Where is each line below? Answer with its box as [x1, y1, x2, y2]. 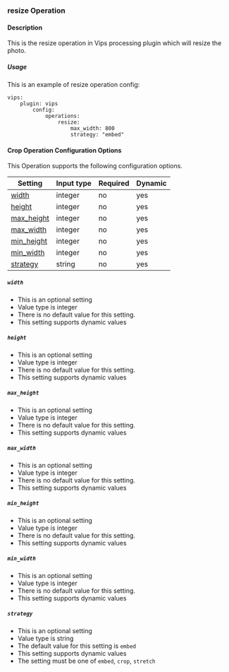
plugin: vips [20, 100, 58, 107]
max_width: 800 [70, 125, 115, 132]
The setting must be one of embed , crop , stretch [17, 656, 156, 666]
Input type [56, 179, 92, 189]
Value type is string [17, 635, 74, 643]
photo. [7, 47, 27, 55]
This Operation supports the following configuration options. [7, 162, 183, 170]
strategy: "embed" [70, 131, 125, 138]
